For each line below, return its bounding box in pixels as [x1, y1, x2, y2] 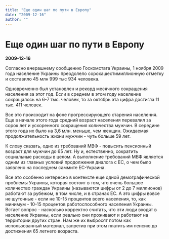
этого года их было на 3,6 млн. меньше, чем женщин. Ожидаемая [5, 128, 149, 134]
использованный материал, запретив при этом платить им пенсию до [5, 223, 157, 229]
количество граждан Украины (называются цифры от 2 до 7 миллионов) [5, 185, 162, 191]
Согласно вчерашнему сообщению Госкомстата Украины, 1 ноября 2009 [5, 65, 164, 71]
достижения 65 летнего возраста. [5, 228, 79, 234]
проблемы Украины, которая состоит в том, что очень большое [5, 180, 143, 186]
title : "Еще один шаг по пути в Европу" [5, 7, 92, 13]
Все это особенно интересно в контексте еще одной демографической [5, 174, 160, 180]
